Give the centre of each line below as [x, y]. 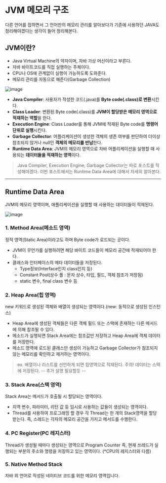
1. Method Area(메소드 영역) [38, 228]
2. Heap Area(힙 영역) [31, 295]
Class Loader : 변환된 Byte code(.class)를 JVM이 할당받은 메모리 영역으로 [84, 111]
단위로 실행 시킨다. [29, 130]
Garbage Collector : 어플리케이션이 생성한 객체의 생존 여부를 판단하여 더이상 [86, 136]
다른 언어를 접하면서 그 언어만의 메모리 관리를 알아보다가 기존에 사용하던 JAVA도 [82, 25]
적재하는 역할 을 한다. [32, 118]
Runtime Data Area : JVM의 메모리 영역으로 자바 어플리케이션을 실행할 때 [83, 149]
